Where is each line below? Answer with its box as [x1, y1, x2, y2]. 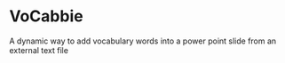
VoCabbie [9, 6, 83, 27]
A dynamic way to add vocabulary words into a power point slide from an [9, 35, 277, 46]
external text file [9, 44, 69, 55]
